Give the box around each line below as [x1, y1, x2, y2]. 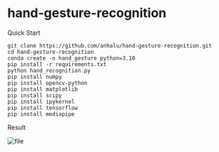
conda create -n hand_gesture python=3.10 [7, 55, 136, 62]
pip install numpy [7, 73, 62, 80]
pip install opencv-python [7, 80, 88, 87]
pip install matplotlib [7, 85, 78, 93]
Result [7, 123, 26, 131]
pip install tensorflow [7, 104, 78, 112]
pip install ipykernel [7, 98, 75, 105]
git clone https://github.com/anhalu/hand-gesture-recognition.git [7, 42, 213, 49]
